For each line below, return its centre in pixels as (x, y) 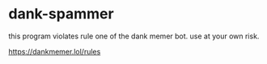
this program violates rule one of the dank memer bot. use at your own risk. (134, 36)
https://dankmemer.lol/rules (55, 51)
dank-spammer (61, 14)
